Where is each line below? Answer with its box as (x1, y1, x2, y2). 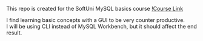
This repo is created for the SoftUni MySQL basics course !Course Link (6, 5, 184, 12)
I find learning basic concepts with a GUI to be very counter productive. (6, 17, 185, 23)
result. (6, 29, 22, 36)
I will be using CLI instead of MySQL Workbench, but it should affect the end (6, 23, 197, 30)
